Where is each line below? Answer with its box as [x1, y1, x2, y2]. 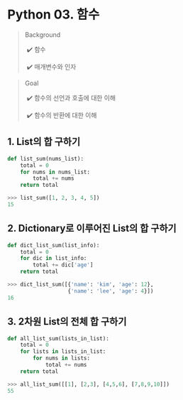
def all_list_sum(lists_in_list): [7, 335, 110, 342]
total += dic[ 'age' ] [33, 261, 94, 269]
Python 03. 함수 [7, 6, 100, 23]
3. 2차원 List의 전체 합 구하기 [7, 315, 127, 328]
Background [24, 30, 61, 39]
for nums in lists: [33, 355, 91, 362]
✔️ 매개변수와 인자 [26, 62, 77, 71]
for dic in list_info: [20, 255, 87, 262]
